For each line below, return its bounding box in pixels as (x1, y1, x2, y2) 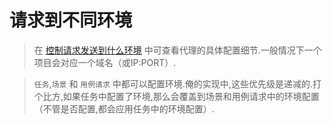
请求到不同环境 (9, 9, 133, 32)
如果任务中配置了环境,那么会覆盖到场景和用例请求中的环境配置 (62, 90, 320, 102)
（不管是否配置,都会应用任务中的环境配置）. (33, 102, 215, 115)
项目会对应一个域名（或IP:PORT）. (33, 56, 177, 68)
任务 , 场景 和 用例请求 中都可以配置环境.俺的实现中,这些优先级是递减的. (33, 77, 313, 90)
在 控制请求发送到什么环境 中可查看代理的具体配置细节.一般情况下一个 (33, 44, 322, 56)
